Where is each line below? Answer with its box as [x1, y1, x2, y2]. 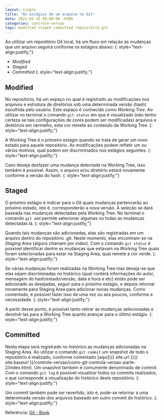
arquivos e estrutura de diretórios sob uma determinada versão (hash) [5, 101, 147, 107]
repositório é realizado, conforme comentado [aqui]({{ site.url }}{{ [5, 354, 138, 360]
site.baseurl [5, 359, 29, 365]
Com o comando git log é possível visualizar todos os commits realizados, [5, 370, 158, 375]
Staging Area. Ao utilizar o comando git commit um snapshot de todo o [5, 349, 149, 355]
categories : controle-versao [5, 21, 65, 26]
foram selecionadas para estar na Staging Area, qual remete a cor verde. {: [5, 251, 156, 257]
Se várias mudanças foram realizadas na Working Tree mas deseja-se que [5, 265, 155, 271]
